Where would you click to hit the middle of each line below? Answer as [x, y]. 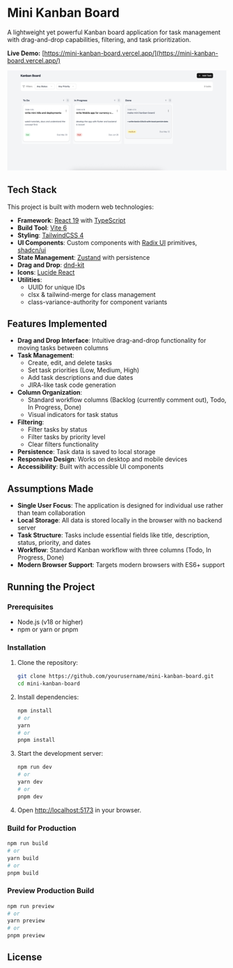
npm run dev [34, 767]
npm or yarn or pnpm [48, 629]
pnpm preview [26, 936]
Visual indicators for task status [73, 415]
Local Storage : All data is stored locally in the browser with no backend [120, 520]
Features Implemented [57, 324]
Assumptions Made [50, 489]
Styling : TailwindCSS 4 [50, 235]
